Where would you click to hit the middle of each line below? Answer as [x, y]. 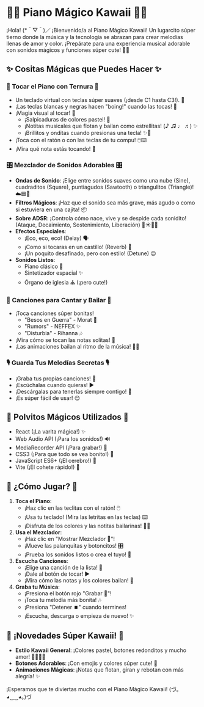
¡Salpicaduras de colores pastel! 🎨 [67, 119]
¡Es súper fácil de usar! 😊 [48, 398]
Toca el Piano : [33, 501]
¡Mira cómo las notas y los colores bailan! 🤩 [79, 581]
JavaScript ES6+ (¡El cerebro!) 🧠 [56, 461]
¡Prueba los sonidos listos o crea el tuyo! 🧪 [78, 554]
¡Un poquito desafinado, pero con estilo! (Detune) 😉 [90, 253]
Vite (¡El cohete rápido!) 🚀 [47, 467]
